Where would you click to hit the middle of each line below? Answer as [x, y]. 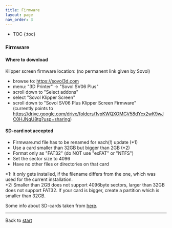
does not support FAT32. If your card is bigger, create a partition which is [82, 190]
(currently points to [33, 108]
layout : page [19, 15]
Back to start [19, 220]
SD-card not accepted [29, 131]
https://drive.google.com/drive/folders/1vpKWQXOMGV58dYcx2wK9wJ [88, 114]
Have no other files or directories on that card [61, 164]
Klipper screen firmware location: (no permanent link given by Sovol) [78, 71]
